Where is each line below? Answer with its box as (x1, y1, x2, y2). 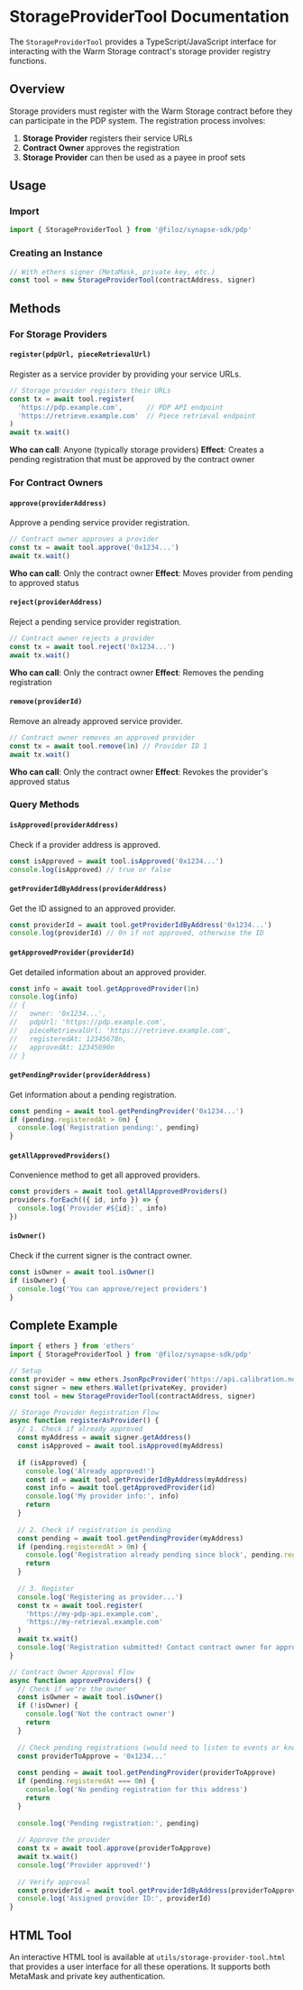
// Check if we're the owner (17, 1684, 127, 1694)
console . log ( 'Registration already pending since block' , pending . (25, 1550, 284, 1559)
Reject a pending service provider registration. (9, 617, 182, 628)
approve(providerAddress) (9, 498, 106, 507)
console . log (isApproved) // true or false (9, 865, 171, 874)
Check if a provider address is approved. (9, 839, 161, 850)
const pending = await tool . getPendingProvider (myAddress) (17, 1533, 244, 1543)
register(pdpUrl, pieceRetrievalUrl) (9, 350, 151, 359)
